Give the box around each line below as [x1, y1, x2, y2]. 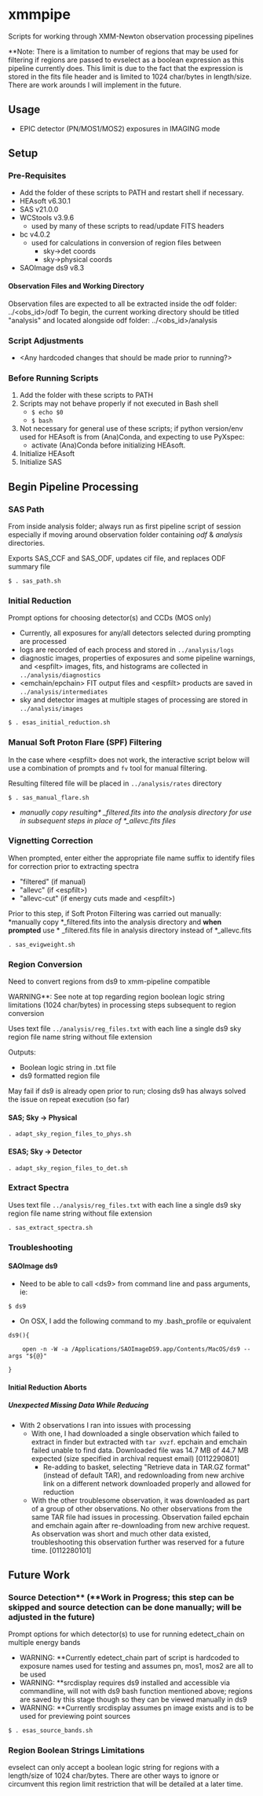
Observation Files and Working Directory [8, 282, 144, 291]
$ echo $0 [31, 409, 64, 417]
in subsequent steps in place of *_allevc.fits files [19, 815, 177, 825]
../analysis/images [19, 705, 84, 713]
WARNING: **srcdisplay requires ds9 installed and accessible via [19, 1678, 230, 1687]
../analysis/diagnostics [19, 672, 101, 679]
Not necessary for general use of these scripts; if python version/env [19, 424, 243, 433]
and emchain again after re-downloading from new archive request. [31, 1520, 250, 1530]
